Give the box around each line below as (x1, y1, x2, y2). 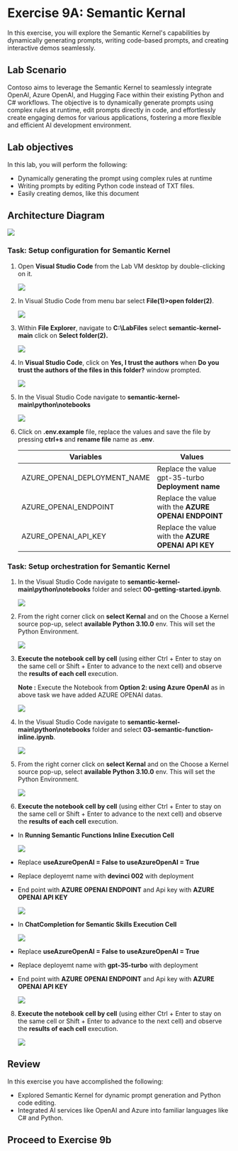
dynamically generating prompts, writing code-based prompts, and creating (7, 36, 229, 44)
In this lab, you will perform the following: (7, 160, 127, 168)
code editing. (17, 1098, 57, 1107)
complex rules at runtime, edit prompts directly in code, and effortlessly (7, 105, 216, 114)
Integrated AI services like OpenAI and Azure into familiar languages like (17, 1106, 229, 1114)
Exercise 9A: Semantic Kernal (7, 5, 186, 21)
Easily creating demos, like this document (17, 189, 140, 197)
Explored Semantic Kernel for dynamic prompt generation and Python (17, 1091, 221, 1099)
